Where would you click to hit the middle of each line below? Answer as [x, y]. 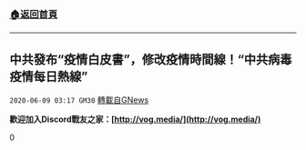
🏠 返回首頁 [34, 14]
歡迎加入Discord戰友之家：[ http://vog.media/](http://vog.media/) [135, 119]
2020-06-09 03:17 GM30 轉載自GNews [79, 100]
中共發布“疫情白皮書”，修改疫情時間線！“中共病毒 [151, 60]
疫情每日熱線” [49, 76]
